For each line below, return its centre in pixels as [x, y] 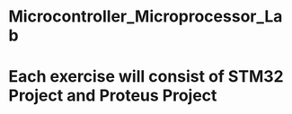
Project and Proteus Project [113, 96]
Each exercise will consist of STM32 [146, 77]
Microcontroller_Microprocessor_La [146, 17]
